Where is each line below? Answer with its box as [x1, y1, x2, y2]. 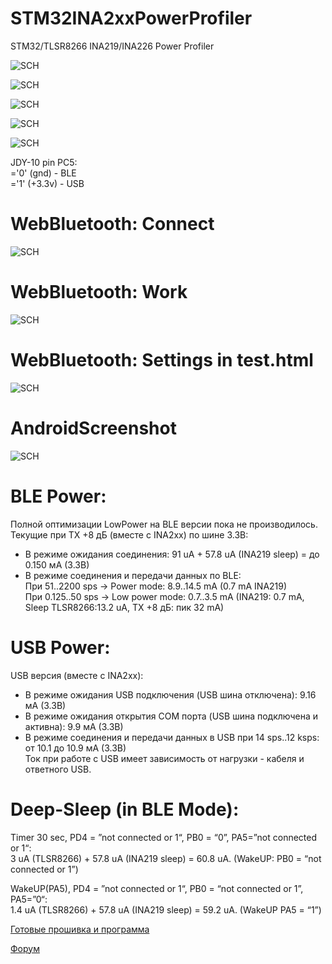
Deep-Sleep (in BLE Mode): [10, 798, 240, 821]
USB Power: [10, 636, 111, 659]
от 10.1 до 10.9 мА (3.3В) [24, 742, 127, 754]
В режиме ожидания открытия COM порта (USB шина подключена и [24, 710, 319, 722]
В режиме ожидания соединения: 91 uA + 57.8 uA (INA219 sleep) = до [24, 548, 320, 560]
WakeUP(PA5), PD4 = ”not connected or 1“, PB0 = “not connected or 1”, [10, 882, 304, 894]
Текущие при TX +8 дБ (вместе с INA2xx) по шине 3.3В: [10, 528, 249, 541]
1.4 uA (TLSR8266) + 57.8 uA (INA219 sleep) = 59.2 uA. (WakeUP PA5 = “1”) [10, 903, 322, 916]
